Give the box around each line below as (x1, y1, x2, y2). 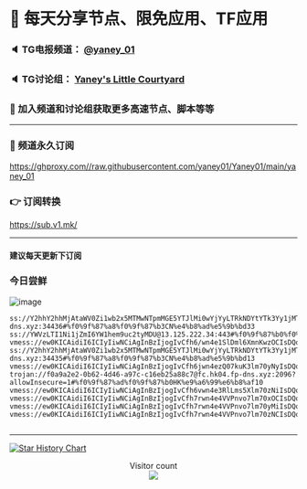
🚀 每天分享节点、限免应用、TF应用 (9, 8, 269, 29)
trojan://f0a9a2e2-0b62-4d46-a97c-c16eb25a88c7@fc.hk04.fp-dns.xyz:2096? (9, 369, 297, 379)
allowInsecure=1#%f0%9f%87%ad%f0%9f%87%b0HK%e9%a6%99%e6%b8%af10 (9, 377, 263, 387)
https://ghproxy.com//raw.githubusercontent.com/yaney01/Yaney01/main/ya (9, 161, 297, 172)
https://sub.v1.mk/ (9, 218, 78, 229)
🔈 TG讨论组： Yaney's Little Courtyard (9, 73, 185, 86)
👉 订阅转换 (9, 195, 61, 207)
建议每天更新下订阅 (9, 250, 82, 260)
